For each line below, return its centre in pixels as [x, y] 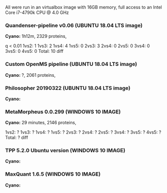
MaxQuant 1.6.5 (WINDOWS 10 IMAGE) [53, 174]
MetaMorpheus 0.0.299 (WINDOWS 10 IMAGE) [63, 112]
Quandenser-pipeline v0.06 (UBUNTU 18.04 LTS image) [74, 25]
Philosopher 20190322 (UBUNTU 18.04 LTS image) [68, 88]
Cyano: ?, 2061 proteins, [30, 75]
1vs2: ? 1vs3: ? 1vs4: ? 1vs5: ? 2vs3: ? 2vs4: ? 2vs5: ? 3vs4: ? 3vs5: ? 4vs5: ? [83, 132]
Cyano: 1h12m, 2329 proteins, [36, 36]
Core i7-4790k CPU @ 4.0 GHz [37, 12]
